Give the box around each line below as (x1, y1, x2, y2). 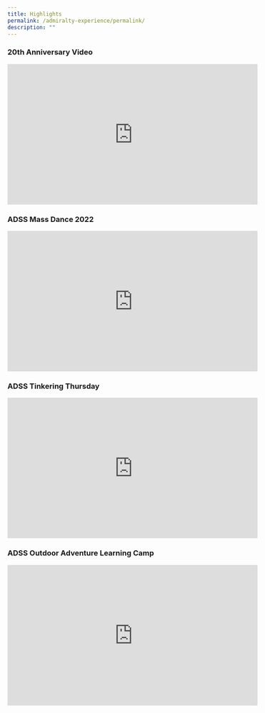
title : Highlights (7, 10, 62, 18)
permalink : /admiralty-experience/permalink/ (7, 17, 145, 24)
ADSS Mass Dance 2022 (7, 214, 94, 224)
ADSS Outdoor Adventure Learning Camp (7, 548, 154, 558)
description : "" (7, 24, 56, 31)
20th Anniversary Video (7, 47, 93, 57)
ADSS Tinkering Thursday (7, 381, 100, 391)
